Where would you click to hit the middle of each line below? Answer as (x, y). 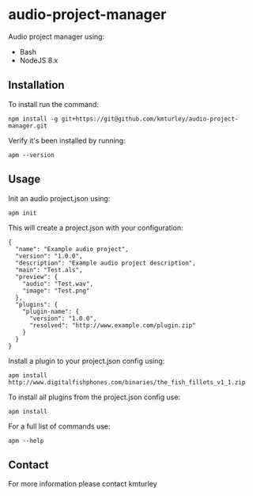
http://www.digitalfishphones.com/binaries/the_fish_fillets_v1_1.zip (127, 382)
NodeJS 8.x (39, 60)
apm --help (26, 441)
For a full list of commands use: (59, 426)
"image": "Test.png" (56, 291)
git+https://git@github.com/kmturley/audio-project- (150, 119)
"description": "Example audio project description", (106, 263)
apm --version (32, 155)
